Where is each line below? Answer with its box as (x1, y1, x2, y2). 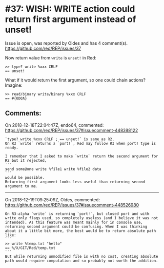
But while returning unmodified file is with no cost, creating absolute (5, 254, 159, 259)
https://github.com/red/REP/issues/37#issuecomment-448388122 (5, 127, 138, 133)
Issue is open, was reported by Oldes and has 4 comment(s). (5, 40, 128, 46)
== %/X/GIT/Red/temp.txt (5, 245, 56, 250)
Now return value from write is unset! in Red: (5, 55, 97, 60)
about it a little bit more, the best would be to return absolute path (5, 228, 156, 233)
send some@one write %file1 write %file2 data (5, 167, 102, 172)
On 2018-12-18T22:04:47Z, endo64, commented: (5, 122, 104, 128)
